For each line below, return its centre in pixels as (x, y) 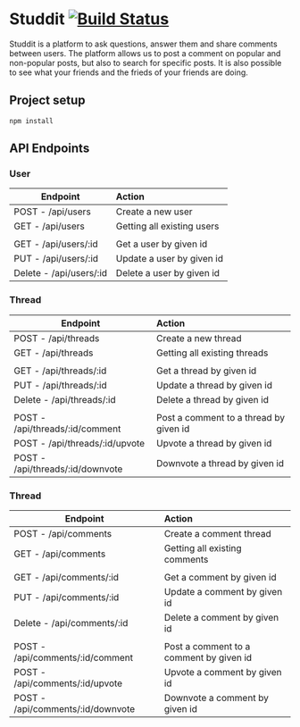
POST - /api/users (52, 212)
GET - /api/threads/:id (60, 371)
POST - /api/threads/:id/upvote (79, 443)
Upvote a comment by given (223, 673)
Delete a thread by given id (212, 399)
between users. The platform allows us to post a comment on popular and (145, 53)
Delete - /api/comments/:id (71, 623)
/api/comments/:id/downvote (75, 709)
